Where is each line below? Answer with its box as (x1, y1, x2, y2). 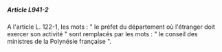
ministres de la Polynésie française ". (7, 37, 112, 45)
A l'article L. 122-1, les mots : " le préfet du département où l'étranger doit (7, 23, 215, 31)
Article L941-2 (7, 5, 49, 14)
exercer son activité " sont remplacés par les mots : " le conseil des (7, 29, 198, 38)
